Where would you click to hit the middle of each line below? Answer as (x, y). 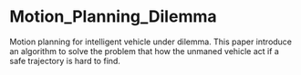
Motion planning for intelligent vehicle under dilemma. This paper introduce (151, 42)
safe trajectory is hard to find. (65, 61)
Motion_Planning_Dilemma (113, 17)
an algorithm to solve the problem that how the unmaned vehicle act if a (145, 51)
